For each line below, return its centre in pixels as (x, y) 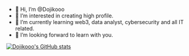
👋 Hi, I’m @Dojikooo (40, 9)
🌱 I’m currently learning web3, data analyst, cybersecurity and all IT (99, 22)
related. (25, 28)
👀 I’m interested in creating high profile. (64, 16)
